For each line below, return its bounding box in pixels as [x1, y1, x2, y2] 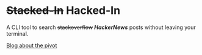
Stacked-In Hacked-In [6, 4, 121, 18]
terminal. [6, 30, 29, 37]
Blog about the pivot [6, 42, 57, 49]
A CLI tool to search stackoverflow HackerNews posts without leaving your [6, 24, 197, 31]
